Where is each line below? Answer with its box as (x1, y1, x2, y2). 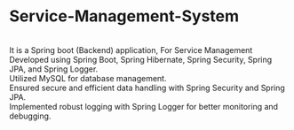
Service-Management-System (9, 6, 240, 27)
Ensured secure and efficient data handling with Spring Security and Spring (9, 82, 286, 93)
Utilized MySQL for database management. (9, 73, 167, 83)
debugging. (9, 111, 52, 121)
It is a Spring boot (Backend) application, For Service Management (9, 44, 253, 55)
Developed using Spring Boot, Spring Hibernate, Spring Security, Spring (9, 54, 273, 65)
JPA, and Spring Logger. (9, 64, 99, 74)
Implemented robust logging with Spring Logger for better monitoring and (9, 101, 278, 111)
